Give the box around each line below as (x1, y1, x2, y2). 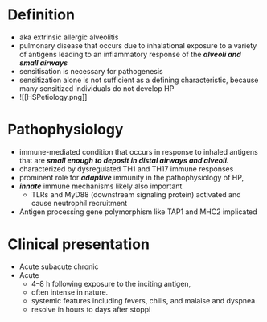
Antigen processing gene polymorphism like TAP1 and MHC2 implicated (18, 207, 258, 217)
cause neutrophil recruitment (31, 198, 128, 208)
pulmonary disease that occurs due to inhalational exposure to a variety (18, 40, 257, 50)
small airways (18, 58, 68, 68)
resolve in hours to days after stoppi (31, 304, 151, 314)
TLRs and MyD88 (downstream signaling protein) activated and (31, 189, 242, 199)
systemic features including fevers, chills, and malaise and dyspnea (31, 295, 256, 305)
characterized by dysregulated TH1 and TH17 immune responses (18, 163, 234, 174)
